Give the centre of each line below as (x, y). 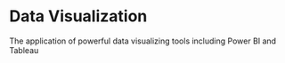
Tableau (24, 50)
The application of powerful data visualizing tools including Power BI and (143, 41)
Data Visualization (78, 16)
